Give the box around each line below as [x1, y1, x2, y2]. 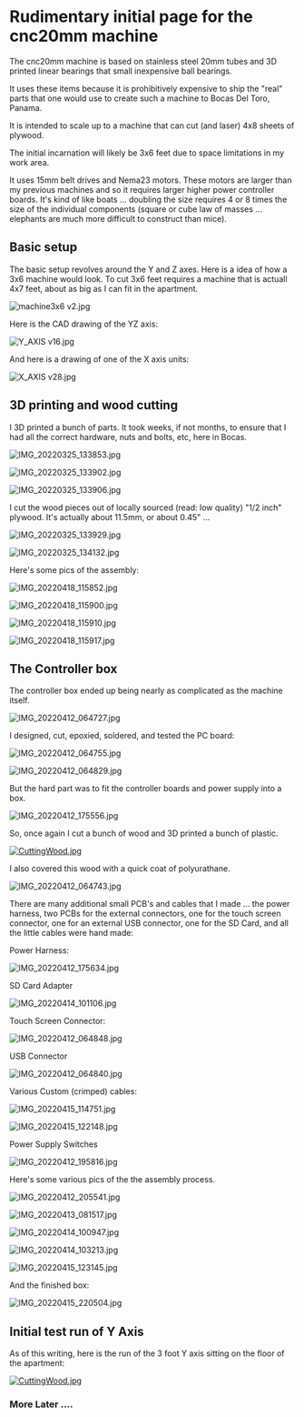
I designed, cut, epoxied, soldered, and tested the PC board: [9, 730, 235, 741]
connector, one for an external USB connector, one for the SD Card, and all [9, 918, 289, 929]
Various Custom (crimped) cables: [9, 1086, 138, 1097]
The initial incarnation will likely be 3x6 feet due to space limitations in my [9, 147, 285, 158]
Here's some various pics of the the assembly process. [9, 1174, 216, 1185]
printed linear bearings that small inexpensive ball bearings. [9, 65, 233, 76]
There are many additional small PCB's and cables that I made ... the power [9, 899, 290, 909]
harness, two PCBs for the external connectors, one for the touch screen [9, 908, 281, 920]
